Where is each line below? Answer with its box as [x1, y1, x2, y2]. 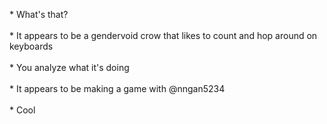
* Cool [9, 104, 36, 116]
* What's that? [9, 9, 69, 20]
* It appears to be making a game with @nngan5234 [9, 83, 226, 94]
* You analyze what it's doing [9, 62, 130, 73]
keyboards [9, 40, 54, 52]
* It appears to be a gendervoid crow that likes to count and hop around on [9, 30, 318, 41]
